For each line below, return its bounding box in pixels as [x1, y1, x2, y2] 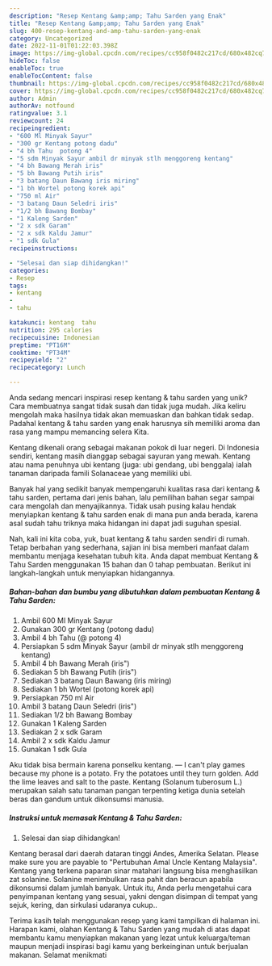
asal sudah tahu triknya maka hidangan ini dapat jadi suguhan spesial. [9, 518, 241, 528]
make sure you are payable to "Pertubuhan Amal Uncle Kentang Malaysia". [9, 857, 257, 867]
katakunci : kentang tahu [9, 319, 96, 327]
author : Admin [9, 94, 57, 102]
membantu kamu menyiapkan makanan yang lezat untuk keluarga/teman [9, 933, 251, 943]
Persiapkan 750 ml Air [20, 692, 94, 702]
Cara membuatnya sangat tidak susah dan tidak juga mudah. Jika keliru [9, 401, 247, 411]
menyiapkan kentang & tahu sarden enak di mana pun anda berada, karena [9, 510, 258, 519]
